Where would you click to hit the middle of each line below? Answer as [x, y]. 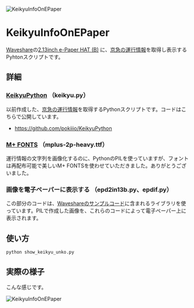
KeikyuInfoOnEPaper [58, 33]
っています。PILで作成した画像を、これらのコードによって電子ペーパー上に [96, 211]
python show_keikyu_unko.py [40, 252]
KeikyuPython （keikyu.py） [48, 95]
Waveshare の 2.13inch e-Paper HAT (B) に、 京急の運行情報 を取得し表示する [96, 49]
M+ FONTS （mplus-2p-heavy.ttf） [57, 145]
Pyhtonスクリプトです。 [35, 57]
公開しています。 [41, 117]
